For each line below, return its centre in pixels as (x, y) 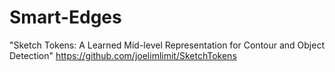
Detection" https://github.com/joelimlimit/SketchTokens (123, 55)
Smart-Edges (65, 17)
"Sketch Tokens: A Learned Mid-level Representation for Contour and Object (167, 45)
